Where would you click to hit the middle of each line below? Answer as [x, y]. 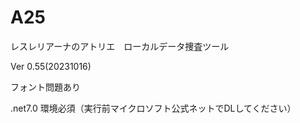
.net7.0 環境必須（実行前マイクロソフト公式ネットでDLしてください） [153, 108]
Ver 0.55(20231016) [51, 66]
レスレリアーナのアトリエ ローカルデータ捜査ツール [120, 46]
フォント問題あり [45, 87]
